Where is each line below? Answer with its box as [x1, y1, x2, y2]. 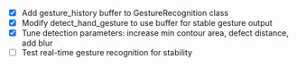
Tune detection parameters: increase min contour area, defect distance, [21, 28, 290, 38]
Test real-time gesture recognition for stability [21, 47, 193, 58]
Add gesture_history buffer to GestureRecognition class [21, 8, 229, 18]
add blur [21, 38, 53, 48]
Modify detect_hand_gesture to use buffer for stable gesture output [21, 18, 273, 29]
